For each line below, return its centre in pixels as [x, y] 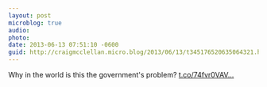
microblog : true [35, 23]
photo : [19, 38]
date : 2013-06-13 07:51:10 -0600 [64, 45]
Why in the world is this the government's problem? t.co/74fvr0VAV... [121, 75]
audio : [19, 30]
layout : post [30, 15]
